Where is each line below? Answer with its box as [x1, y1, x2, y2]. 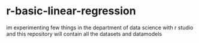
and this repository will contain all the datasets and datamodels [6, 30, 162, 37]
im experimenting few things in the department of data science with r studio [6, 24, 194, 31]
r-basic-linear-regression [6, 4, 136, 18]
